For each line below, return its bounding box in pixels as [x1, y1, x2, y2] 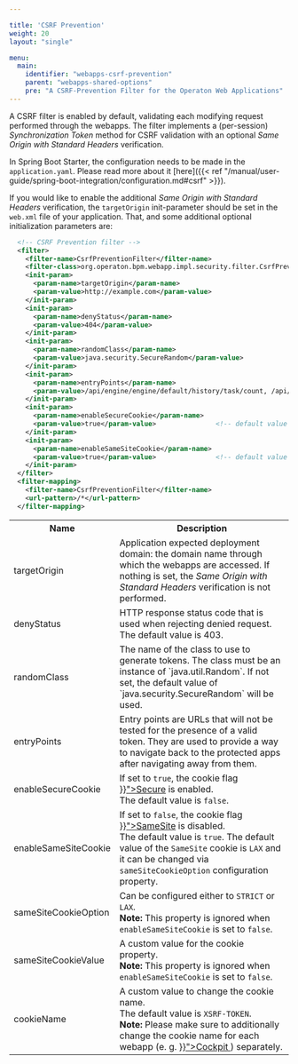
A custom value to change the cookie [119, 985, 275, 997]
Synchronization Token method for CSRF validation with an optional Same [9, 130, 279, 140]
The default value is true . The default [119, 830, 275, 843]
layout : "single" [9, 37, 74, 46]
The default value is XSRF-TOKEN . [119, 1007, 252, 1020]
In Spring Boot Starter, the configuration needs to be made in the [9, 156, 246, 167]
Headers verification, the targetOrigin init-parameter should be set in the [9, 202, 278, 212]
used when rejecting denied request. [119, 617, 272, 630]
